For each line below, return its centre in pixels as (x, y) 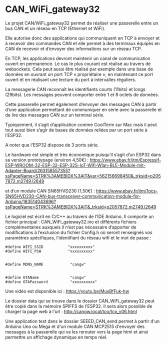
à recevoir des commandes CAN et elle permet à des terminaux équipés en (82, 43)
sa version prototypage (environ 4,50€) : (47, 160)
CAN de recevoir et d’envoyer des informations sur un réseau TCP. (74, 48)
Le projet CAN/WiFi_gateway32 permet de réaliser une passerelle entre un (82, 23)
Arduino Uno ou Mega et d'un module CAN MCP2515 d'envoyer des (75, 326)
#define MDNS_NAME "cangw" (45, 264)
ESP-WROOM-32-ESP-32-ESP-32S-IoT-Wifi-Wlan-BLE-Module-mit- (75, 165)
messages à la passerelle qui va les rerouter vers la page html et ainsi (77, 331)
